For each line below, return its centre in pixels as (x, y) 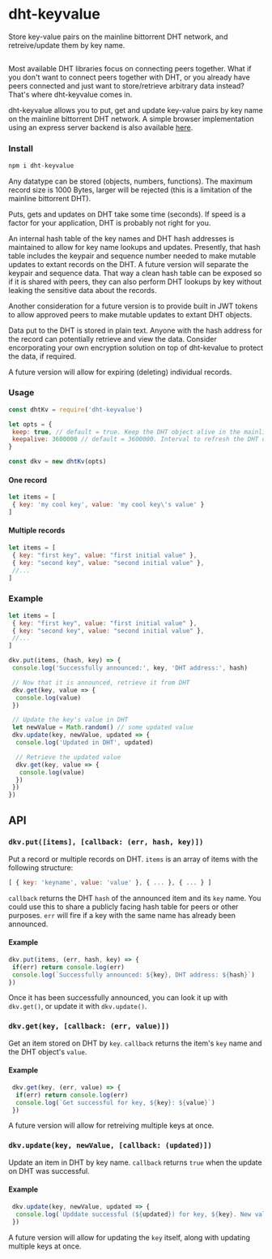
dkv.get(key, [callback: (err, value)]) (89, 1026)
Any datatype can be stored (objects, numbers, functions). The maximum (131, 181)
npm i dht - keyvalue (41, 166)
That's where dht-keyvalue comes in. (70, 95)
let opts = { (30, 424)
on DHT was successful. (49, 1171)
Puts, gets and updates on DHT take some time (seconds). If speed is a (127, 214)
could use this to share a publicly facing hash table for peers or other (123, 907)
